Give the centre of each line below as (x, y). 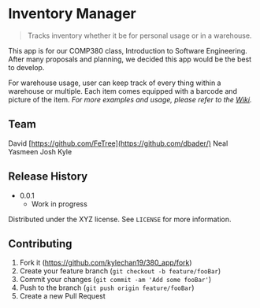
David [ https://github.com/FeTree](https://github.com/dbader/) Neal (118, 143)
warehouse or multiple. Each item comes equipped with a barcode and (123, 91)
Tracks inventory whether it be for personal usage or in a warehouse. (139, 35)
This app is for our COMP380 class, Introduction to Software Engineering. (128, 50)
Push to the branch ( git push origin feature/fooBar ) (107, 288)
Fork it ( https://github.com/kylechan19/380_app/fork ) (106, 263)
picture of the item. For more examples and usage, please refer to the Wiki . (130, 99)
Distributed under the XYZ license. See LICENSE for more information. (120, 219)
